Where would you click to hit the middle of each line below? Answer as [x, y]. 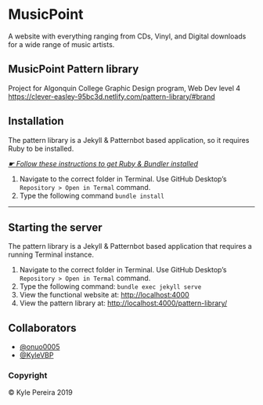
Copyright [28, 376]
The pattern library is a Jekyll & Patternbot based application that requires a [130, 246]
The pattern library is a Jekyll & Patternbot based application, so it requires [129, 140]
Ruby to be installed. [41, 148]
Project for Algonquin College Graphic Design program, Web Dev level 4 [124, 88]
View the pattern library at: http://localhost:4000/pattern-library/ [123, 303]
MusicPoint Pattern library [74, 69]
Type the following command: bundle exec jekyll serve [110, 286]
